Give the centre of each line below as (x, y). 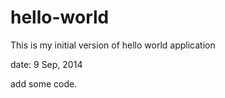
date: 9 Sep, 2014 (46, 64)
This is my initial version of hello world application (113, 45)
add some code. (44, 83)
